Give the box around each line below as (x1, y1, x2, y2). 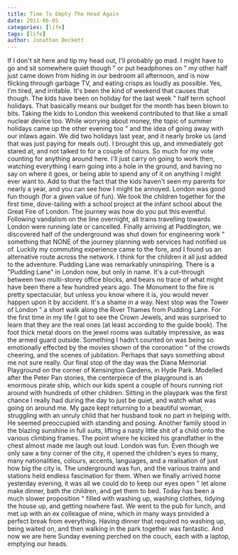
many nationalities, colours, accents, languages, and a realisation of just (7, 456, 218, 465)
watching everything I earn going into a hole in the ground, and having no (7, 162, 222, 171)
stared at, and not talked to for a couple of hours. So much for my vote (7, 147, 214, 156)
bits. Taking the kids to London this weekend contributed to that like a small (7, 109, 228, 118)
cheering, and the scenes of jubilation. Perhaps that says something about (7, 351, 225, 360)
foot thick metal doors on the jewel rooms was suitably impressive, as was (7, 328, 225, 337)
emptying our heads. (7, 539, 69, 548)
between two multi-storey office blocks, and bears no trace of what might (7, 275, 224, 284)
